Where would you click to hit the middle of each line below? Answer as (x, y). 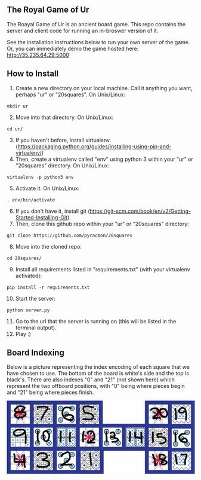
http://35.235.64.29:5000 (38, 55)
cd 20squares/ (24, 258)
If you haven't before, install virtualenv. (63, 140)
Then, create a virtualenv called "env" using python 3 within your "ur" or (104, 159)
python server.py (28, 310)
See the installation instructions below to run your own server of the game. (98, 42)
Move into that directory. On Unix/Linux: (64, 117)
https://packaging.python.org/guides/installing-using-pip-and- (95, 146)
